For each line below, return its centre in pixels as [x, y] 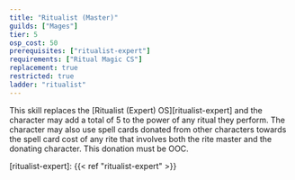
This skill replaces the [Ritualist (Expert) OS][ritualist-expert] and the [136, 110]
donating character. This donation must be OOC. [99, 148]
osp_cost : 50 [34, 43]
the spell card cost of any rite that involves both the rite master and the [141, 139]
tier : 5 [24, 34]
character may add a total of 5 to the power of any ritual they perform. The [147, 120]
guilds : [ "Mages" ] [44, 26]
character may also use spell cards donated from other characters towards [148, 129]
